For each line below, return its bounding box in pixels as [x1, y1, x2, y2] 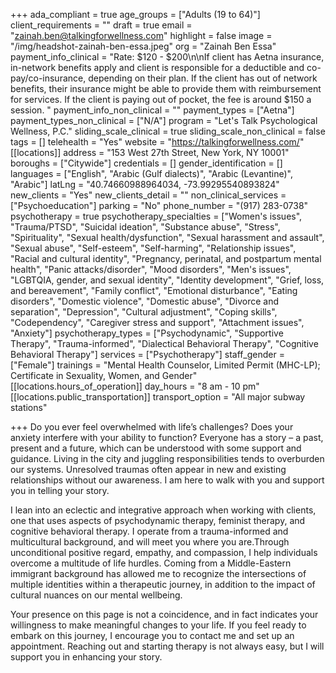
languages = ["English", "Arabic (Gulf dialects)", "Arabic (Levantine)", [10, 168, 294, 179]
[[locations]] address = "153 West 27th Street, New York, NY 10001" [10, 147, 290, 158]
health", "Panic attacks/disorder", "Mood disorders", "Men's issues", [10, 264, 292, 275]
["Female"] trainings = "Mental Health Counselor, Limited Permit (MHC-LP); [10, 359, 321, 371]
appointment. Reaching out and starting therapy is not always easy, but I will [10, 640, 325, 652]
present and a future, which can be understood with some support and [10, 442, 302, 454]
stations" [10, 402, 48, 413]
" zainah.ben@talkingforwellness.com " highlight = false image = [10, 30, 273, 41]
